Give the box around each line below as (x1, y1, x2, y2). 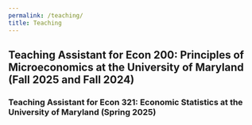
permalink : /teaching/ (8, 11, 83, 20)
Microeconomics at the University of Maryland (8, 60, 244, 74)
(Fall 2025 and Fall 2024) (8, 73, 135, 86)
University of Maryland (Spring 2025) (8, 106, 157, 117)
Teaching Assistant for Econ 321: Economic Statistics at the (8, 97, 243, 108)
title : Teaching (8, 19, 62, 27)
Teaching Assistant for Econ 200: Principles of (8, 48, 245, 62)
